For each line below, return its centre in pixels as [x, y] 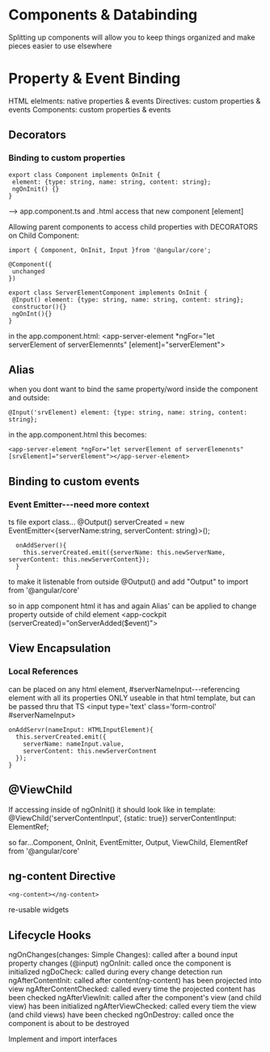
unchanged [28, 271]
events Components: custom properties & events [90, 109]
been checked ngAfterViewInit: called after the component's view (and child [135, 998]
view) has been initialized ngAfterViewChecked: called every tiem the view [133, 1006]
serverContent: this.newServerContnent [90, 751]
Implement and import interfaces [63, 1039]
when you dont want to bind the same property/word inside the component [133, 389]
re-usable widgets [39, 910]
